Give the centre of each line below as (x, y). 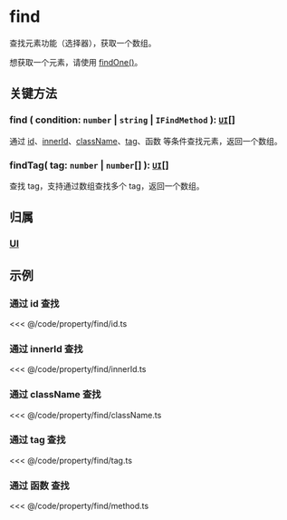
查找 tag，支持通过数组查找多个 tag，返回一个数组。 (107, 186)
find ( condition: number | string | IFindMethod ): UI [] (122, 120)
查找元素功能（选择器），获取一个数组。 (83, 43)
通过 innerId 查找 (46, 348)
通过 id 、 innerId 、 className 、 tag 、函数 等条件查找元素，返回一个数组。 (146, 141)
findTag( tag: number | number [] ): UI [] (89, 165)
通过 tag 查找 (38, 440)
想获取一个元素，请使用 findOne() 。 (76, 62)
